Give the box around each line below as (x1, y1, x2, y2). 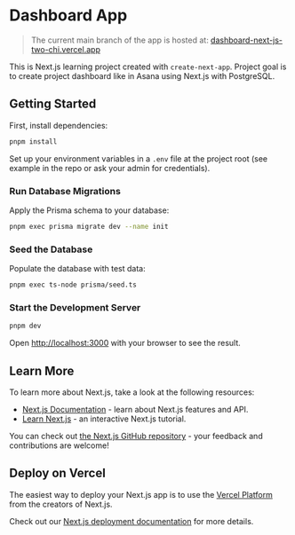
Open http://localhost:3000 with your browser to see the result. (9, 338, 242, 349)
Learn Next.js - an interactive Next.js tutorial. (21, 413, 187, 424)
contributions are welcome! (9, 440, 109, 451)
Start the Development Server (9, 301, 141, 313)
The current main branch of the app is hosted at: (30, 35, 209, 45)
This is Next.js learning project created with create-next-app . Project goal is (9, 61, 287, 72)
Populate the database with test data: (9, 264, 146, 274)
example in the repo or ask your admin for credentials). (9, 162, 211, 173)
